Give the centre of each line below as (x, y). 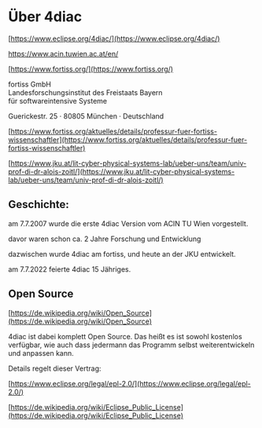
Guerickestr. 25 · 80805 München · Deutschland (86, 116)
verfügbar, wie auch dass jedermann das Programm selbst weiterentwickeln (131, 345)
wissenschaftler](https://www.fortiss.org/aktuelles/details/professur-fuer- (128, 139)
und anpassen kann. (41, 353)
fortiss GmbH (30, 84)
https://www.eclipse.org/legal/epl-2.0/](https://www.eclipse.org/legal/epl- (131, 383)
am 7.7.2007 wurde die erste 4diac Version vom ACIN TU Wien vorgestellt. (128, 223)
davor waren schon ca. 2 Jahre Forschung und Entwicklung (105, 239)
